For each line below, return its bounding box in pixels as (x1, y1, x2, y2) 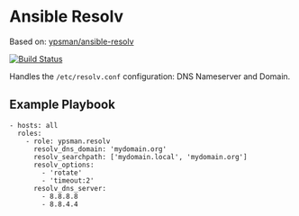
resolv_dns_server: (32, 184, 106, 193)
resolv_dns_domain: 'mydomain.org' (32, 144, 168, 154)
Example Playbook (9, 97, 115, 112)
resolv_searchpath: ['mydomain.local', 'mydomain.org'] (32, 152, 248, 161)
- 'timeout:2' (41, 175, 95, 185)
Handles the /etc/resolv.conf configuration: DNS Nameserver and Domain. (9, 70, 291, 82)
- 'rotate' (41, 168, 83, 177)
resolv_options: (32, 160, 95, 169)
